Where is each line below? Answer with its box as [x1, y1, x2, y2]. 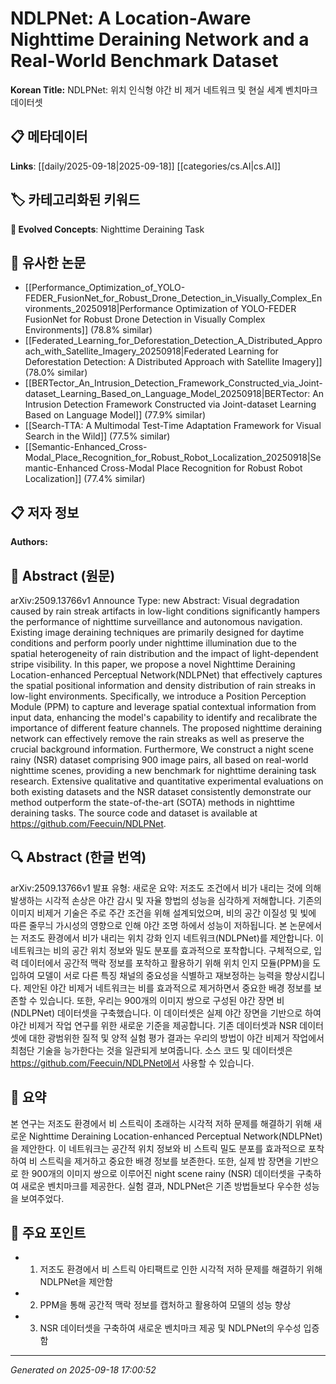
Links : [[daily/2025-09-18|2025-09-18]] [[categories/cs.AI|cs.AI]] [10, 160, 282, 172]
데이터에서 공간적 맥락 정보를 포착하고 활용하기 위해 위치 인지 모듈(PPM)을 [20, 957, 311, 969]
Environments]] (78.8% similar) [24, 324, 153, 336]
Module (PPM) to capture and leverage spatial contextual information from [10, 701, 317, 712]
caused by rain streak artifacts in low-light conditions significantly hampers [10, 605, 321, 617]
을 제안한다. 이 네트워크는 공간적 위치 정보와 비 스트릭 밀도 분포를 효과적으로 [10, 1142, 307, 1154]
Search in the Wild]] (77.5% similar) [24, 430, 171, 442]
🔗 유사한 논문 [10, 254, 87, 271]
